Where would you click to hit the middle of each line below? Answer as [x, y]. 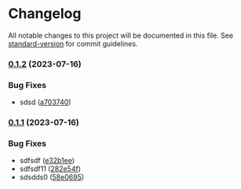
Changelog [45, 14]
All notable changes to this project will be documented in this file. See [121, 35]
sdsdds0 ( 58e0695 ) [52, 177]
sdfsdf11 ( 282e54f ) [50, 169]
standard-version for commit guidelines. [73, 43]
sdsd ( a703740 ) [45, 102]
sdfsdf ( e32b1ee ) [47, 161]
